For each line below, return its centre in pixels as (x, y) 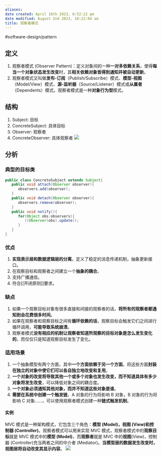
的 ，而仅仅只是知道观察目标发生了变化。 (52, 339)
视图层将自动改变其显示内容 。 (35, 449)
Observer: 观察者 (29, 132)
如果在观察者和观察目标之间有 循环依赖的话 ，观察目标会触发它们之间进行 (84, 321)
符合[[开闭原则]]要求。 (34, 283)
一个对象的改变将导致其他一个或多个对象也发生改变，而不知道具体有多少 (84, 376)
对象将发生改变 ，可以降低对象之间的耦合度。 (57, 382)
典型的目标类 (20, 169)
